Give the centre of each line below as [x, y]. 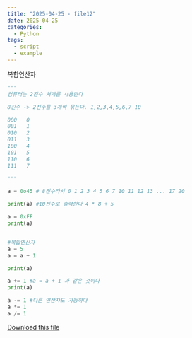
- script [26, 47]
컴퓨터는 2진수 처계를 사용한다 [45, 94]
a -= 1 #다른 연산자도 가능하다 [48, 301]
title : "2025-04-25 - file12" [52, 14]
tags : [15, 40]
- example [28, 54]
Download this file [34, 327]
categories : [25, 27]
